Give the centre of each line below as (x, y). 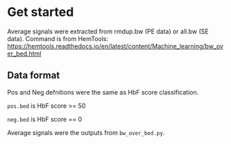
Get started (41, 12)
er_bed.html (24, 54)
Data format (34, 75)
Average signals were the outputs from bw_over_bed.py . (86, 132)
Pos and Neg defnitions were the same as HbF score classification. (103, 92)
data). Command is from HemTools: (58, 38)
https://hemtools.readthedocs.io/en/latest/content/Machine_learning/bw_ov (115, 46)
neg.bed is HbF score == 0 (45, 119)
